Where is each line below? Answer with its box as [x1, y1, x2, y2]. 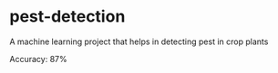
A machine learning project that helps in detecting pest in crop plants [9, 36, 269, 47]
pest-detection [9, 6, 126, 27]
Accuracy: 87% [9, 53, 67, 64]
